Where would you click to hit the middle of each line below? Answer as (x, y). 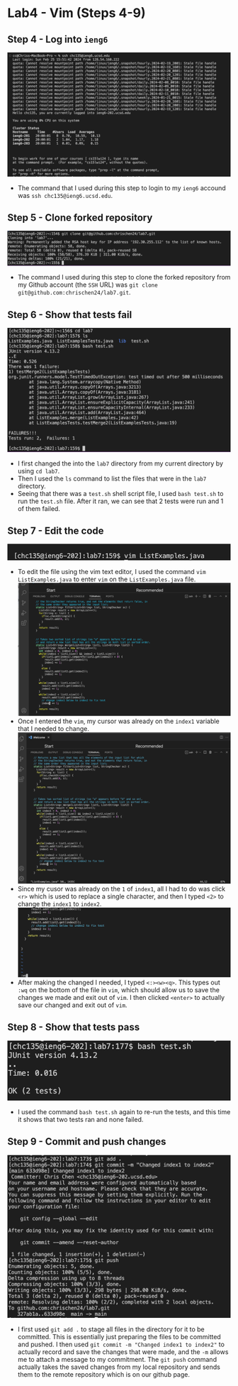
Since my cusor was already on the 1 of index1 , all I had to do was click (121, 889)
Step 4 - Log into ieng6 (58, 39)
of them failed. (39, 508)
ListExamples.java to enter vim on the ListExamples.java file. (107, 579)
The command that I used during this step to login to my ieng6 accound (122, 188)
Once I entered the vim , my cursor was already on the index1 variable (118, 721)
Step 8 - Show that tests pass (74, 1027)
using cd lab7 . (39, 471)
